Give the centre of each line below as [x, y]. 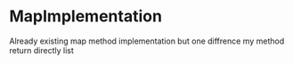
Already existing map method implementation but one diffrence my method [147, 41]
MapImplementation [86, 16]
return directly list [41, 50]
